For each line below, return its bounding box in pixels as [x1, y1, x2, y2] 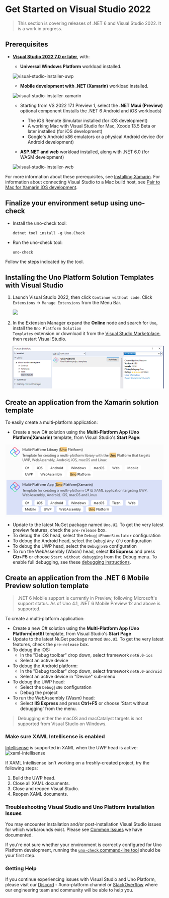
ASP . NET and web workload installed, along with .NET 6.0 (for [20, 149, 150, 155]
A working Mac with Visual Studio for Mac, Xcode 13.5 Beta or [27, 122, 156, 129]
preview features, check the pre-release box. [12, 527, 107, 533]
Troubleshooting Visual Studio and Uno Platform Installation [5, 803, 155, 810]
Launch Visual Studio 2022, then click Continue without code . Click [12, 294, 152, 300]
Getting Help [5, 865, 37, 872]
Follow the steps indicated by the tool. [5, 259, 84, 265]
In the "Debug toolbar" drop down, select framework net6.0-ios [20, 652, 153, 658]
